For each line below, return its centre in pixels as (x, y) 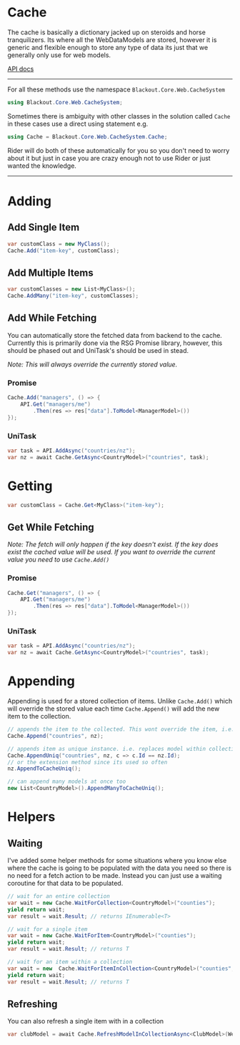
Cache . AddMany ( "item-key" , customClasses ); (73, 296)
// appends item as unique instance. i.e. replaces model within (106, 749)
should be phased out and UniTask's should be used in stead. (98, 350)
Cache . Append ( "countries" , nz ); (55, 736)
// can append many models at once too (67, 782)
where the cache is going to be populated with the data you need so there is (120, 868)
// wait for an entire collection (59, 896)
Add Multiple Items (51, 272)
